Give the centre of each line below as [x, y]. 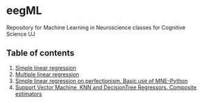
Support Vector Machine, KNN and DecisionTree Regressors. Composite [106, 87]
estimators [28, 94]
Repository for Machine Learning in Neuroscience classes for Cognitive [96, 27]
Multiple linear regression [47, 74]
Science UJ [21, 34]
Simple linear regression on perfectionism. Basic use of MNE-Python [101, 80]
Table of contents [40, 53]
